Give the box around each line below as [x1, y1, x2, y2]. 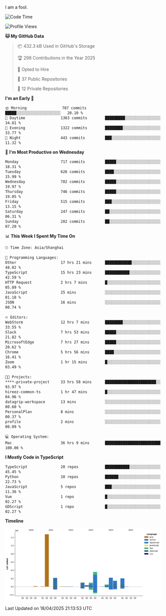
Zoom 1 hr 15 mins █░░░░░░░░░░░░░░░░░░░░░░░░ [5, 360, 161, 365]
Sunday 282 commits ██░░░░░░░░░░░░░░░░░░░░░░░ [5, 219, 161, 224]
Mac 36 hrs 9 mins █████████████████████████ [5, 440, 161, 445]
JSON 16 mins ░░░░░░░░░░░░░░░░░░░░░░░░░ [5, 300, 161, 305]
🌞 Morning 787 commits [5, 105, 87, 110]
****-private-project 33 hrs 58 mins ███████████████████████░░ [5, 380, 161, 385]
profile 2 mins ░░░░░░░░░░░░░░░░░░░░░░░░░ [5, 419, 161, 424]
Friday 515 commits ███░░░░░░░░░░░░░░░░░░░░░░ [5, 199, 161, 204]
